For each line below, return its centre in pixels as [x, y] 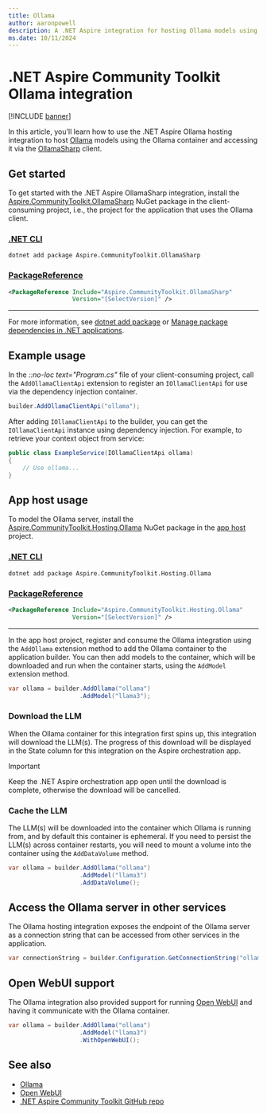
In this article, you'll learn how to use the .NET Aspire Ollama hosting [120, 131]
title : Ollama [32, 16]
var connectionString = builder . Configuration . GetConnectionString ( [124, 958]
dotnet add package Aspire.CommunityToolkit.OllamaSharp [104, 256]
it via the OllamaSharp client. [55, 149]
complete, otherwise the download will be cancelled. [95, 790]
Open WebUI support [62, 983]
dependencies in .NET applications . [66, 331]
